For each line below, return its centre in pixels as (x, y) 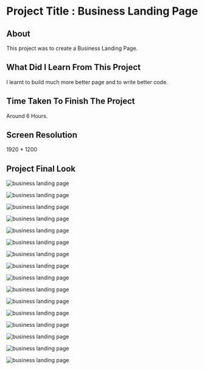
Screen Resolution (42, 135)
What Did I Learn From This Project (74, 67)
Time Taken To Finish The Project (71, 101)
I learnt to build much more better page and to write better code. (87, 82)
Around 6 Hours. (27, 116)
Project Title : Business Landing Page (102, 11)
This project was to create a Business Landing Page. (72, 48)
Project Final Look (41, 169)
